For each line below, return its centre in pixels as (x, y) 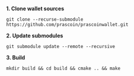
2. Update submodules (35, 36)
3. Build (16, 58)
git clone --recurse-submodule (45, 20)
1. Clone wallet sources (35, 9)
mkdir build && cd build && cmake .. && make (63, 68)
